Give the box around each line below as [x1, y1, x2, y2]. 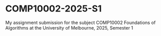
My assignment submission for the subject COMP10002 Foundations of [5, 19, 156, 25]
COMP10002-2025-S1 [5, 3, 102, 14]
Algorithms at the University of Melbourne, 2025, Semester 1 [5, 24, 133, 30]
